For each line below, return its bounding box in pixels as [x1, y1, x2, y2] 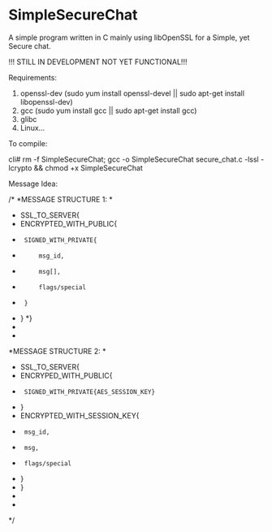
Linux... [19, 123, 45, 132]
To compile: [8, 138, 48, 148]
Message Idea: [8, 179, 58, 188]
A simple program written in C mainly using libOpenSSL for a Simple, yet [8, 32, 250, 42]
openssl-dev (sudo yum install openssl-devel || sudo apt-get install [19, 88, 245, 98]
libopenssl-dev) [19, 97, 73, 106]
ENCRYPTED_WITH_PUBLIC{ [19, 218, 118, 228]
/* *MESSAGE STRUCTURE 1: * [8, 194, 114, 204]
